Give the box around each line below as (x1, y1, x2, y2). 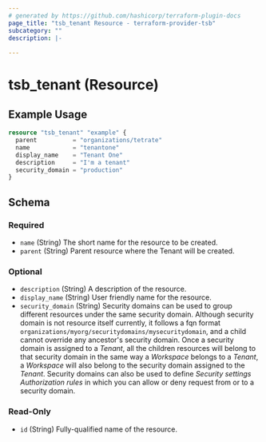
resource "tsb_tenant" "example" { (8, 129, 127, 137)
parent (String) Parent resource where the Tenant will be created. (19, 245, 235, 256)
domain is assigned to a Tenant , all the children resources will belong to (19, 344, 256, 353)
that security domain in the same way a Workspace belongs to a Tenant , (19, 352, 259, 362)
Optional (8, 265, 42, 277)
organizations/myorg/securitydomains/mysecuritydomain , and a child (19, 327, 247, 336)
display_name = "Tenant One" (15, 151, 124, 159)
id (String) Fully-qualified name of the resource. (19, 424, 178, 434)
